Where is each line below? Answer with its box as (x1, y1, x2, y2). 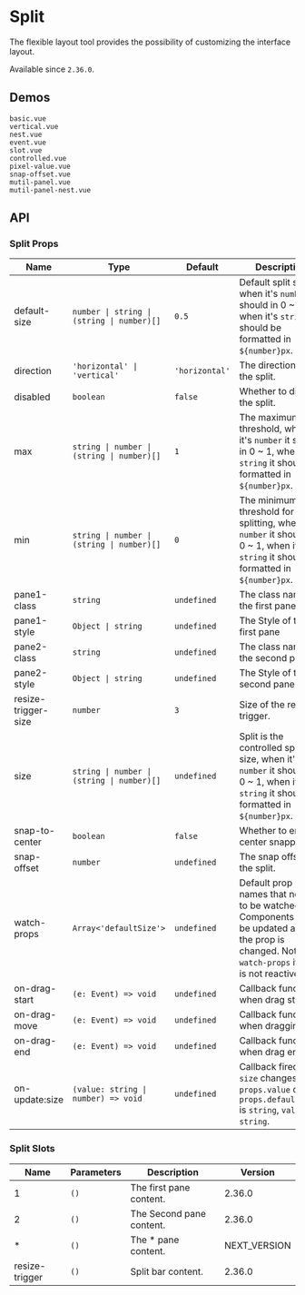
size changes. (239, 1072, 300, 1084)
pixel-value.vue (9, 162, 71, 171)
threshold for (239, 506, 295, 519)
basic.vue (9, 114, 47, 124)
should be (239, 321, 281, 334)
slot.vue (9, 145, 43, 155)
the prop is (239, 934, 285, 946)
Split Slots (9, 1142, 55, 1155)
